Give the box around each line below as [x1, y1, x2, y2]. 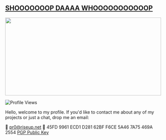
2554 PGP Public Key [5, 129, 49, 135]
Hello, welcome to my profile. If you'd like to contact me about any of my [5, 109, 155, 115]
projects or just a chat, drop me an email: [5, 114, 90, 120]
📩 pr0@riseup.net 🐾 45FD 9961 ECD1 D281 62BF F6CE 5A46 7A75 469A [5, 124, 153, 130]
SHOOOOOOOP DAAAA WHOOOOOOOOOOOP [5, 4, 153, 12]
